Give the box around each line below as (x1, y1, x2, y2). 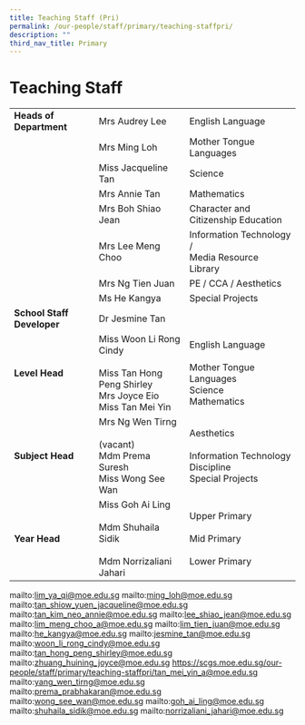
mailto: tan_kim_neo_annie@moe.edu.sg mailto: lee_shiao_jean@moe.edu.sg (9, 609, 292, 620)
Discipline (189, 461, 231, 474)
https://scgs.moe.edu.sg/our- (172, 657, 283, 668)
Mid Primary (189, 533, 241, 545)
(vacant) (98, 438, 135, 451)
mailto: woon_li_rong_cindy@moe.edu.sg (9, 638, 161, 649)
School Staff (14, 307, 69, 319)
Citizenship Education (189, 214, 283, 227)
